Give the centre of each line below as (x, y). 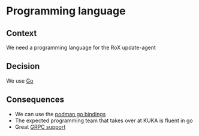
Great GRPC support (40, 126)
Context (22, 33)
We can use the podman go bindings (60, 114)
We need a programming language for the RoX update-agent (81, 47)
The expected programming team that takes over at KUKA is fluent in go (104, 120)
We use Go (20, 81)
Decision (23, 66)
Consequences (35, 100)
